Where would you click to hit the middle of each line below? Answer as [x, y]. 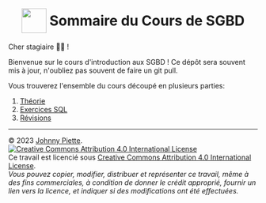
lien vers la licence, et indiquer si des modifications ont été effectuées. [123, 190]
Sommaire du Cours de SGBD [147, 21]
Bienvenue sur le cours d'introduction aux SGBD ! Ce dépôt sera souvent [127, 62]
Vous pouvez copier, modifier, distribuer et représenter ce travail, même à [129, 174]
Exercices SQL [44, 109]
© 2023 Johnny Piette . [46, 140]
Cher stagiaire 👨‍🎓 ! [39, 47]
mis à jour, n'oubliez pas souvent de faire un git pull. [93, 70]
